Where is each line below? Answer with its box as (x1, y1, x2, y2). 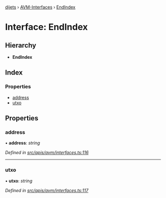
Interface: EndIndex (5, 22, 88, 33)
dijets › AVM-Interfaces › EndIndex (5, 4, 76, 10)
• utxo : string (5, 178, 33, 184)
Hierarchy (5, 41, 37, 49)
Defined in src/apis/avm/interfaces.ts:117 (5, 187, 89, 193)
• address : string (5, 140, 41, 146)
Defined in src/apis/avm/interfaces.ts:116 (5, 150, 89, 156)
